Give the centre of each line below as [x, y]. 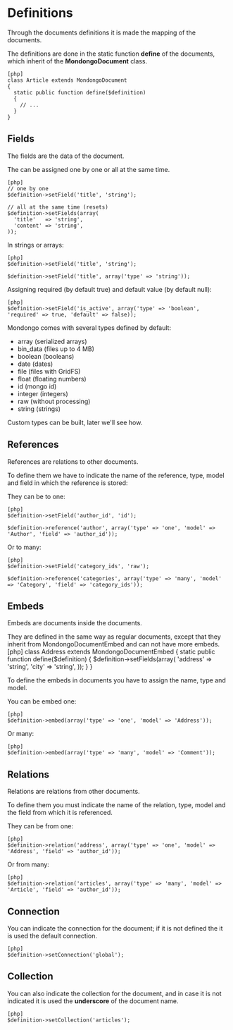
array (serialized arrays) [52, 341]
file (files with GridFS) [49, 371]
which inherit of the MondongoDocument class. [77, 61]
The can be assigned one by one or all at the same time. [89, 169]
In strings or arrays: [36, 245]
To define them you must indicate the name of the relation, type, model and [116, 805]
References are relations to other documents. [73, 461]
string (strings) [39, 409]
